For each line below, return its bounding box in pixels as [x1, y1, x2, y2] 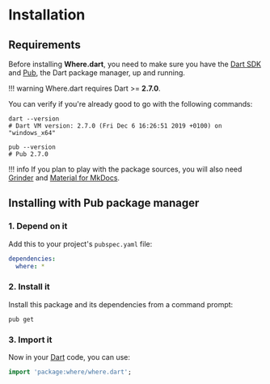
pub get [8, 315, 35, 323]
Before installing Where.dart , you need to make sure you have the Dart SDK [8, 59, 261, 69]
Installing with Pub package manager [8, 196, 200, 210]
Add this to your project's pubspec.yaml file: [8, 238, 153, 248]
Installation [8, 6, 86, 24]
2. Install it [8, 281, 50, 293]
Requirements [8, 38, 81, 52]
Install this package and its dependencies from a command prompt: [8, 299, 234, 309]
